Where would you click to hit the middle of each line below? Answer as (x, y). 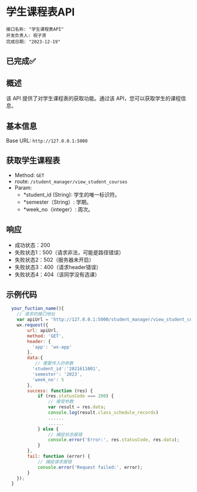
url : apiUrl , (43, 330)
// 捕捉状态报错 (65, 434)
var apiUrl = (33, 320)
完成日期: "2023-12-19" (33, 42)
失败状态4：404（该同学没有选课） (57, 274)
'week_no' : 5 (48, 380)
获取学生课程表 (33, 160)
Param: (23, 187)
